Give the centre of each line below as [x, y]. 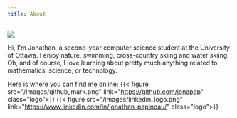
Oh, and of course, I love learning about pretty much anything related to [112, 63]
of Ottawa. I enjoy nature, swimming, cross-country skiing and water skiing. [118, 55]
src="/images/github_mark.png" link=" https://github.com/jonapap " [106, 91]
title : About [27, 14]
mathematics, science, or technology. [62, 70]
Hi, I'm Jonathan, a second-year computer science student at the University [118, 48]
